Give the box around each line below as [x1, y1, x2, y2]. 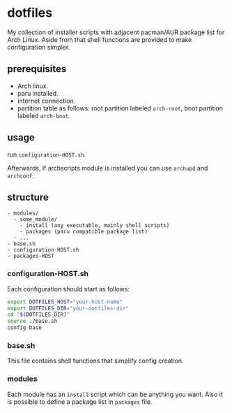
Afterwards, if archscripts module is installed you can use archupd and [7, 164, 208, 172]
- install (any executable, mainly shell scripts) [20, 222, 170, 229]
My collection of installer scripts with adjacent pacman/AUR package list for [7, 28, 225, 36]
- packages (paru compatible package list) [20, 229, 148, 236]
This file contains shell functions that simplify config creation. [7, 356, 184, 365]
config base [7, 324, 42, 331]
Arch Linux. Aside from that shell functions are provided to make [7, 35, 192, 43]
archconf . [7, 171, 35, 180]
